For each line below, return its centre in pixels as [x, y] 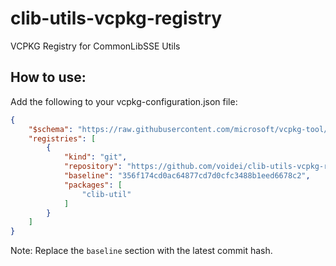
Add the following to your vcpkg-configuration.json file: [124, 101]
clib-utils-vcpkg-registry [116, 18]
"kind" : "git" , [95, 157]
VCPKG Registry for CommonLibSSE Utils [95, 46]
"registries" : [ [62, 138]
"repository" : [93, 167]
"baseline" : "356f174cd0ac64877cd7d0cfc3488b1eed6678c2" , [187, 176]
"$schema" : [51, 129]
